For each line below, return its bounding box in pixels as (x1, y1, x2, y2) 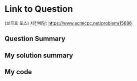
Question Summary (4, 35, 66, 43)
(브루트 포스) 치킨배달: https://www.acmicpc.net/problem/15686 (4, 20, 132, 26)
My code (4, 68, 33, 76)
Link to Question (4, 3, 73, 15)
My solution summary (4, 51, 73, 60)
